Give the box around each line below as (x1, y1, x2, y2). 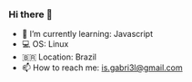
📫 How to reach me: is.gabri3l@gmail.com (21, 62, 183, 73)
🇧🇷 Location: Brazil (21, 51, 97, 62)
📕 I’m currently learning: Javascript (21, 29, 154, 40)
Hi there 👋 (8, 8, 54, 21)
